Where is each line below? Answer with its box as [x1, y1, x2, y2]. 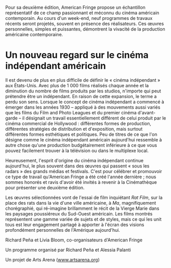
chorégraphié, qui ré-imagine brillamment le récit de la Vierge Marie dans [5, 205, 160, 211]
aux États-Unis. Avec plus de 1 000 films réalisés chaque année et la [5, 82, 149, 88]
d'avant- [137, 109, 156, 115]
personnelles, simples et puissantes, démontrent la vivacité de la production [5, 26, 165, 32]
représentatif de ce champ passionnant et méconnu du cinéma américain [5, 10, 160, 16]
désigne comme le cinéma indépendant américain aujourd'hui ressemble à [5, 136, 162, 142]
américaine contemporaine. [5, 32, 63, 37]
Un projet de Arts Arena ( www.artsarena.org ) [5, 256, 100, 262]
